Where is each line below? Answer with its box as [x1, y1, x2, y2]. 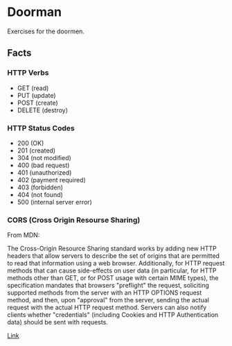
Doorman [7, 4, 62, 20]
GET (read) [17, 84, 49, 92]
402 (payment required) [17, 175, 87, 184]
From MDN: [7, 231, 40, 239]
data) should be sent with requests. [7, 318, 109, 327]
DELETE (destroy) [17, 105, 68, 114]
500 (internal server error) [17, 198, 92, 206]
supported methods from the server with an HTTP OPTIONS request [7, 288, 202, 297]
